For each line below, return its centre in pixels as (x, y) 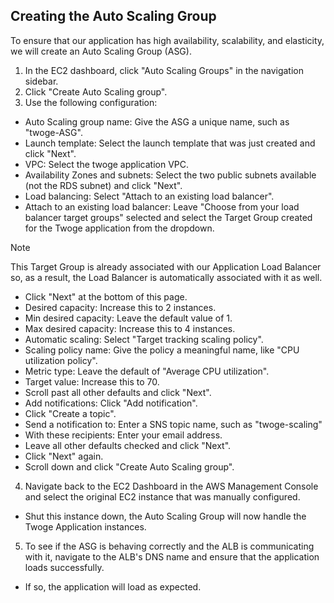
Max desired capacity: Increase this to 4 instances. (130, 328)
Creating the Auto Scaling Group (113, 16)
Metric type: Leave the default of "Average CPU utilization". (147, 371)
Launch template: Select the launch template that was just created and (170, 143)
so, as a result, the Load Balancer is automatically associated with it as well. (166, 277)
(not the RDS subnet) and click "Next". (103, 185)
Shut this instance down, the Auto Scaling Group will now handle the (165, 516)
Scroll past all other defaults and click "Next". (118, 392)
